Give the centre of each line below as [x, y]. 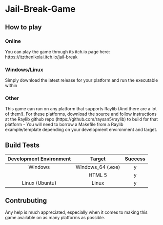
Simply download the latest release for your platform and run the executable [81, 80]
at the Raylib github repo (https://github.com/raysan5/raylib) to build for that [81, 119]
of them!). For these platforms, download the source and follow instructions [81, 114]
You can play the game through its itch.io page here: [58, 51]
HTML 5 [98, 175]
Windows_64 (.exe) [98, 167]
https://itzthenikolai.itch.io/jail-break [41, 57]
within [11, 86]
